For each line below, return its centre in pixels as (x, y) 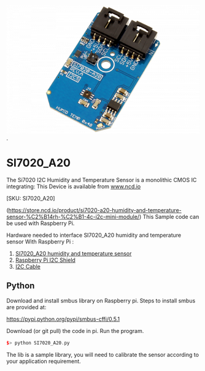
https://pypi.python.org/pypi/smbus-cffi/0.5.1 (63, 319)
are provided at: (26, 307)
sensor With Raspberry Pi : (40, 242)
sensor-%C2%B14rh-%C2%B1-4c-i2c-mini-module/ (73, 216)
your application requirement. (44, 361)
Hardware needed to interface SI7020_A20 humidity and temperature (94, 235)
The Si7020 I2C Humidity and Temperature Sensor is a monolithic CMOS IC (102, 180)
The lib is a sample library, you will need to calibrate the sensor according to (103, 354)
